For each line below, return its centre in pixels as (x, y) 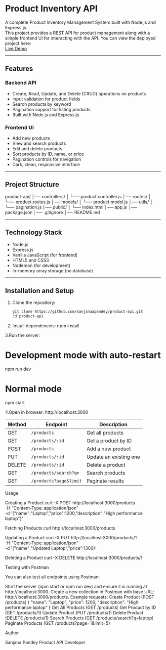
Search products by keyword (42, 104)
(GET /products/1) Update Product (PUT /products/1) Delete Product (74, 612)
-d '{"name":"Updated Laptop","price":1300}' (51, 548)
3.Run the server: (23, 335)
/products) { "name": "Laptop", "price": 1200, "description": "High (72, 602)
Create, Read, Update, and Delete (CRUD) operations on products (79, 93)
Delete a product (106, 465)
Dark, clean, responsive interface (46, 164)
